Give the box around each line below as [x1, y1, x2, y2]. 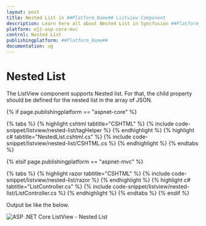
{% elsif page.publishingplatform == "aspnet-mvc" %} [6, 157, 144, 165]
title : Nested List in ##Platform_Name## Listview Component [6, 15, 166, 21]
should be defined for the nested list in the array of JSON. [6, 96, 153, 104]
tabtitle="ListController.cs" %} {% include [6, 183, 112, 190]
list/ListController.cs [6, 189, 57, 197]
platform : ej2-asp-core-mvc [6, 26, 78, 32]
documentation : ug [6, 43, 53, 50]
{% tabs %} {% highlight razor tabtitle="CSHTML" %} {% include [6, 170, 170, 177]
